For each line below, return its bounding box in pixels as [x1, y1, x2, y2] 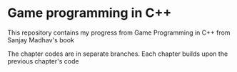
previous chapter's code [7, 56, 79, 65]
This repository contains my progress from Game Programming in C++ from [7, 28, 231, 37]
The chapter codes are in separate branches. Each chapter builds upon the [7, 49, 228, 58]
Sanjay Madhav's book [7, 35, 75, 44]
